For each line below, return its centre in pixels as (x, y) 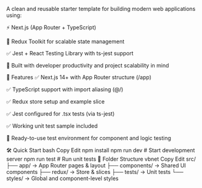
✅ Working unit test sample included (52, 126)
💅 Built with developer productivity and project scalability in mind (88, 65)
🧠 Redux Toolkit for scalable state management (65, 41)
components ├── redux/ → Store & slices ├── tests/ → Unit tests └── (95, 172)
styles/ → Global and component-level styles (62, 178)
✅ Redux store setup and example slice (56, 102)
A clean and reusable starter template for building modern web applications (101, 9)
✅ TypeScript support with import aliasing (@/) (65, 89)
